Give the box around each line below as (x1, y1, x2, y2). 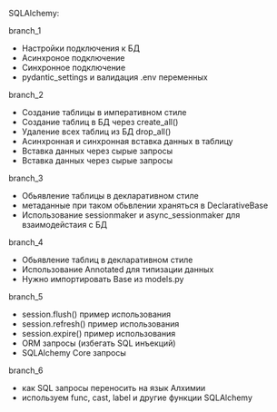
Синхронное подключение (21, 63, 126, 73)
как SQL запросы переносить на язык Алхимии (21, 383, 206, 393)
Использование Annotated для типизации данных (21, 264, 214, 275)
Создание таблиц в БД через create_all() (21, 117, 179, 127)
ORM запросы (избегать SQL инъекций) (21, 338, 176, 348)
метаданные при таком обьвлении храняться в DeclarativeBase (21, 200, 269, 211)
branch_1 (8, 25, 42, 35)
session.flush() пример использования (21, 309, 172, 319)
